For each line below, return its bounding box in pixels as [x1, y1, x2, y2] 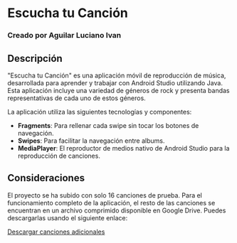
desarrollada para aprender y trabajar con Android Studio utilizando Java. [7, 78, 223, 87]
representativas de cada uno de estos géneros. [7, 94, 146, 102]
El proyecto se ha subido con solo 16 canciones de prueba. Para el [7, 190, 203, 200]
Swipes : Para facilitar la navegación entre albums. [17, 136, 165, 145]
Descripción [7, 52, 63, 65]
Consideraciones [7, 172, 85, 184]
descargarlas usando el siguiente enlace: [7, 213, 128, 222]
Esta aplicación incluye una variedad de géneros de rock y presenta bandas [7, 86, 230, 94]
